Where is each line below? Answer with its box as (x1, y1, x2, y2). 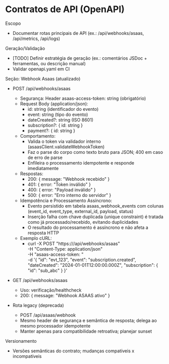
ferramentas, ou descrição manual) (12, 60, 86, 66)
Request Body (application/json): (20, 100, 88, 107)
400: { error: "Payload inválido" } (27, 186, 96, 193)
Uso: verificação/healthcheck (20, 287, 82, 293)
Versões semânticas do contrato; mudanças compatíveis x (12, 348, 135, 354)
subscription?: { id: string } (27, 122, 83, 128)
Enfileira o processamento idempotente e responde (27, 159, 135, 166)
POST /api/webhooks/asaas (12, 85, 71, 92)
